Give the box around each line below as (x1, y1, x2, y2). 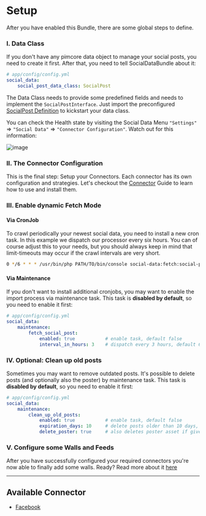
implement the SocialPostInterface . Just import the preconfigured (6, 100, 175, 108)
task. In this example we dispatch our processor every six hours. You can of (6, 236, 198, 244)
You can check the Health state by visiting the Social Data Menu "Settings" (6, 119, 197, 126)
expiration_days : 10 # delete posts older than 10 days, (39, 423, 199, 429)
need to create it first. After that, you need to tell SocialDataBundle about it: (6, 59, 196, 67)
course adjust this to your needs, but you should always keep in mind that (6, 243, 193, 250)
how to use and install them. (6, 186, 78, 193)
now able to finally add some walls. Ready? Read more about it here (6, 463, 178, 471)
